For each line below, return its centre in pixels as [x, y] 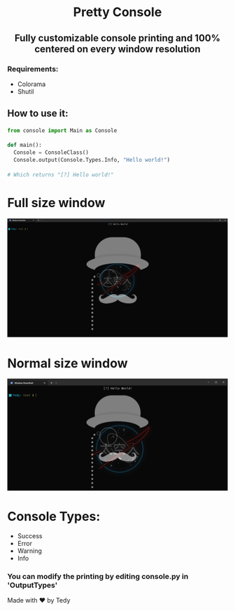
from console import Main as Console [62, 130]
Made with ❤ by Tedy [39, 601]
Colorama [31, 84]
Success [30, 535]
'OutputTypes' [33, 585]
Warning [29, 551]
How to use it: [38, 114]
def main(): [24, 145]
